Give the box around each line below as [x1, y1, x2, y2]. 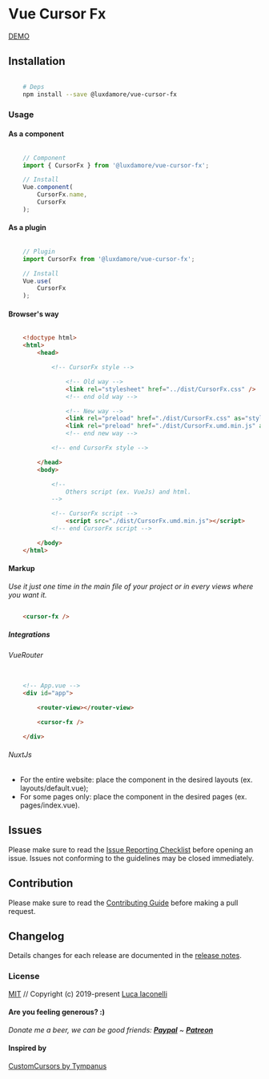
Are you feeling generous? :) [8, 1007, 106, 1017]
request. [8, 906, 36, 916]
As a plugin [8, 223, 46, 232]
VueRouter [8, 650, 44, 659]
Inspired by [8, 1043, 46, 1053]
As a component [8, 129, 64, 139]
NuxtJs [8, 750, 32, 759]
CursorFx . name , [37, 191, 88, 199]
